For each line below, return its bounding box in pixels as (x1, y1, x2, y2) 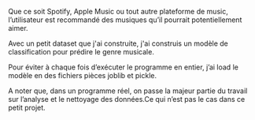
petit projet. (8, 103, 46, 112)
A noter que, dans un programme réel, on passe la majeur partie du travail (8, 86, 248, 96)
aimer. (8, 24, 29, 32)
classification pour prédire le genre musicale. (8, 47, 155, 56)
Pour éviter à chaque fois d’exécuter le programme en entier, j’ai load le (8, 62, 238, 72)
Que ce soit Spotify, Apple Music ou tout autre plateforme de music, (8, 7, 228, 16)
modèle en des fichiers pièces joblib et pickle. (8, 71, 157, 80)
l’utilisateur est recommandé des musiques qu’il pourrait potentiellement (8, 15, 242, 24)
